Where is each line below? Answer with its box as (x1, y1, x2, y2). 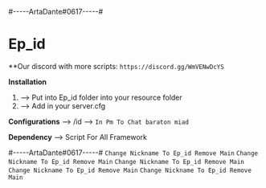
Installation (8, 76, 47, 87)
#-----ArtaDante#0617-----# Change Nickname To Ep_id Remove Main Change (8, 148, 259, 157)
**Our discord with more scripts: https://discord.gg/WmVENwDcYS (8, 61, 225, 71)
